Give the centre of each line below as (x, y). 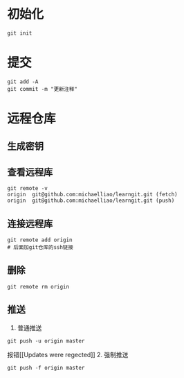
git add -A (23, 81)
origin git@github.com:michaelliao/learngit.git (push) (91, 201)
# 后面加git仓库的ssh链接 (40, 248)
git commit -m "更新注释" (43, 89)
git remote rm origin (38, 286)
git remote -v (28, 189)
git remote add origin (40, 240)
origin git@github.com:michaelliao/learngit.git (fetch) (92, 195)
